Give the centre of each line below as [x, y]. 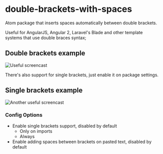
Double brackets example [45, 53]
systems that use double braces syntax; [46, 38]
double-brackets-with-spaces [69, 9]
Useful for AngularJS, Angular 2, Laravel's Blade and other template [74, 32]
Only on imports [36, 131]
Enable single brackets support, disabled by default [64, 126]
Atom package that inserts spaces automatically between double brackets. [81, 23]
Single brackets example [44, 90]
